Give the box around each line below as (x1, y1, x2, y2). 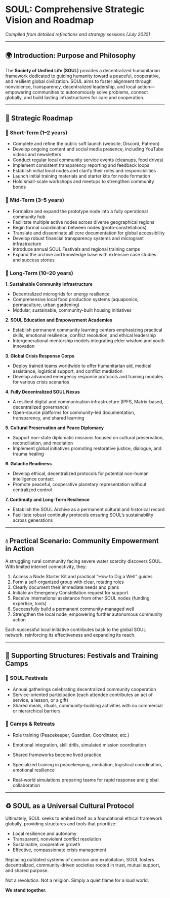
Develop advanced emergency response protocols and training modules (12, 374, 163, 380)
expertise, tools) (12, 600, 47, 606)
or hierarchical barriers (12, 708, 61, 714)
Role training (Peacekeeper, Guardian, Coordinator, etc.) (12, 732, 130, 738)
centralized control (12, 487, 52, 493)
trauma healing (12, 451, 44, 457)
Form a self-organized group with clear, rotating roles (12, 579, 124, 585)
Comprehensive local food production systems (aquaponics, (12, 296, 139, 303)
